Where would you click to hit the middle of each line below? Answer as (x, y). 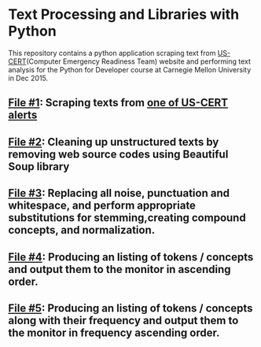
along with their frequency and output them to (123, 320)
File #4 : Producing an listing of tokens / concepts (131, 257)
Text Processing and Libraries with (124, 15)
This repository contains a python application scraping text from (112, 53)
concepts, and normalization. (82, 230)
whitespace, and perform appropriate (102, 206)
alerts (23, 115)
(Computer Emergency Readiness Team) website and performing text (139, 61)
